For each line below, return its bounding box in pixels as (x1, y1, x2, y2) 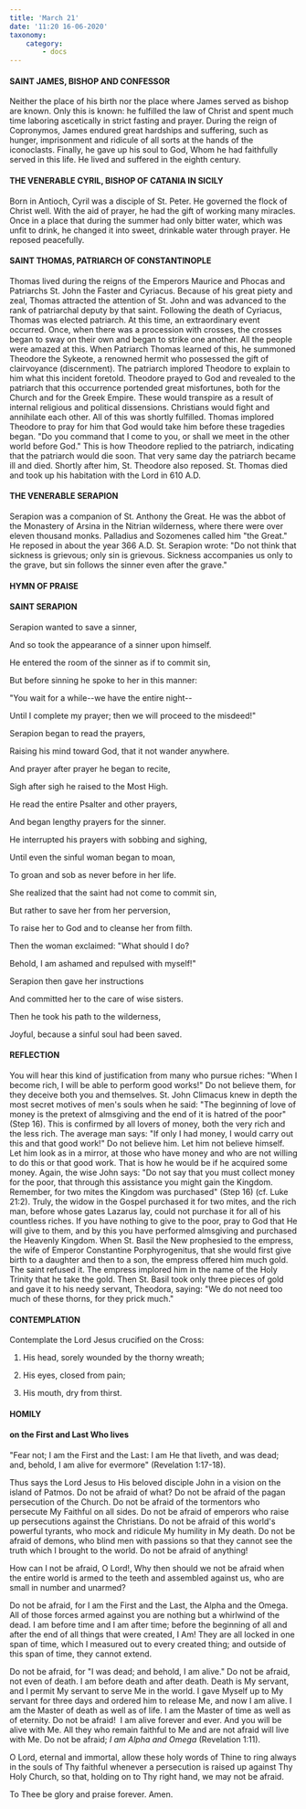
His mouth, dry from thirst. (22, 1388, 122, 1399)
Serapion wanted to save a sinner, (9, 621, 137, 632)
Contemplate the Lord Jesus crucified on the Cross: (9, 1335, 205, 1346)
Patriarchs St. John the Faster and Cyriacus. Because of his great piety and (9, 285, 293, 296)
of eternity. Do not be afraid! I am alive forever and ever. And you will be (9, 1714, 282, 1725)
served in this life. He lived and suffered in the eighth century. (9, 154, 242, 165)
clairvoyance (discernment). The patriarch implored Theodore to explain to (9, 363, 290, 374)
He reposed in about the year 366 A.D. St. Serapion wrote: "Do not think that (9, 540, 297, 551)
